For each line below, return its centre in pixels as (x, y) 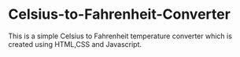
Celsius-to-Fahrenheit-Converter (119, 14)
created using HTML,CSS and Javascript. (75, 44)
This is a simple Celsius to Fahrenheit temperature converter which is (120, 36)
